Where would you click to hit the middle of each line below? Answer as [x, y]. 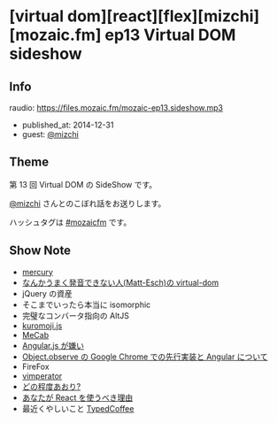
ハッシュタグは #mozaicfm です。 [70, 222]
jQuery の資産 [47, 293]
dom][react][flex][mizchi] [164, 16]
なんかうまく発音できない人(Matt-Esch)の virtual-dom [120, 282]
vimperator [42, 376]
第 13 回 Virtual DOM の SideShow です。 [83, 184]
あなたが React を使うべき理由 [77, 397]
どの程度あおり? [51, 386]
